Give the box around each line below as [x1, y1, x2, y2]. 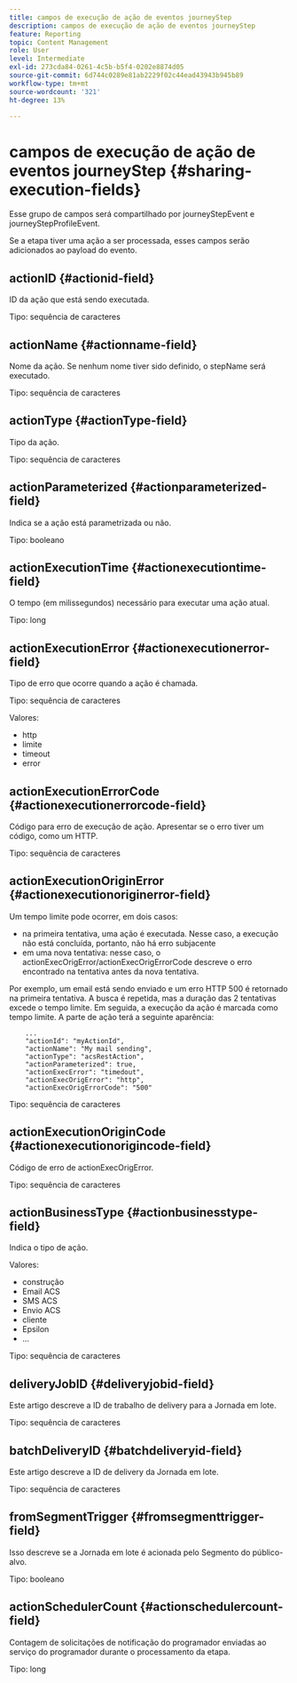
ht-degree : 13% [9, 95, 66, 105]
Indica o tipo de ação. [9, 1242, 89, 1253]
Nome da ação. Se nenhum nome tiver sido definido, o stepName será [9, 361, 266, 371]
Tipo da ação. [9, 436, 59, 447]
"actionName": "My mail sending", [25, 1044, 152, 1053]
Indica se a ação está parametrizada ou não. [9, 517, 172, 528]
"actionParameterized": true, [25, 1059, 137, 1069]
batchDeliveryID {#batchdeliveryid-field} [9, 1443, 242, 1458]
